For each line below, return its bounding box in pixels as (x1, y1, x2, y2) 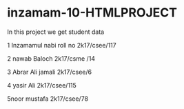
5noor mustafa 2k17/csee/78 (7, 95, 88, 103)
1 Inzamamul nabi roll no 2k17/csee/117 (7, 41, 116, 49)
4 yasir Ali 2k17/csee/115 (7, 81, 77, 89)
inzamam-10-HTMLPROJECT (7, 5, 178, 21)
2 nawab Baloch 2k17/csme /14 (7, 54, 95, 63)
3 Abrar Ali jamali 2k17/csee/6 (7, 68, 92, 76)
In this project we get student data (7, 28, 105, 36)
